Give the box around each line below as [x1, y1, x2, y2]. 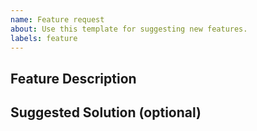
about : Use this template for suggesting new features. [10, 24, 248, 34]
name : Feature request [10, 14, 105, 25]
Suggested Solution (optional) [10, 104, 202, 121]
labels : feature [10, 33, 78, 43]
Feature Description [10, 70, 137, 87]
